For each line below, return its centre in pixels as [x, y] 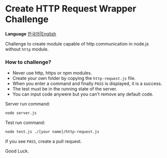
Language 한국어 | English [31, 33]
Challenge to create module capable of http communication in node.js [77, 43]
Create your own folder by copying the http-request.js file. [74, 78]
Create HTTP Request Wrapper [71, 9]
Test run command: [25, 122]
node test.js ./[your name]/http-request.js [52, 132]
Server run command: [28, 104]
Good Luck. [17, 151]
